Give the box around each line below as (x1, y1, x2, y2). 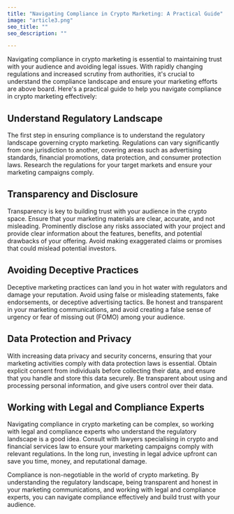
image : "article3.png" (7, 17, 73, 24)
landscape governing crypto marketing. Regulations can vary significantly (7, 138, 220, 147)
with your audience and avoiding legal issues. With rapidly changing (7, 62, 203, 71)
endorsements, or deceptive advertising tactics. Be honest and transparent (7, 298, 224, 306)
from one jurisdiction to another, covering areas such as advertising (7, 146, 202, 155)
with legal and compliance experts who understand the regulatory (7, 427, 197, 436)
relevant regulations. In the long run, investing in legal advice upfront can (7, 450, 218, 458)
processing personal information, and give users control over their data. (7, 381, 214, 390)
